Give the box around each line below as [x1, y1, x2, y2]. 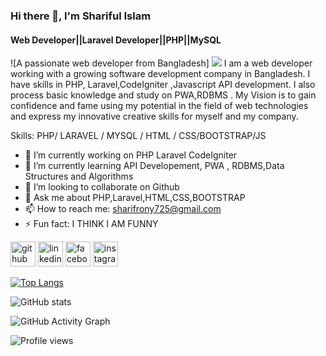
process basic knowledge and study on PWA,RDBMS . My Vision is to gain [10, 89, 317, 101]
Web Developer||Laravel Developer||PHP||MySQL [10, 34, 222, 46]
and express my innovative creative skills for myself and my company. [10, 110, 299, 123]
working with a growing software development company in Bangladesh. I [10, 68, 311, 80]
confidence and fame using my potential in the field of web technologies [10, 100, 309, 112]
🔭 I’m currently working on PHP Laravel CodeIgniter [24, 149, 238, 161]
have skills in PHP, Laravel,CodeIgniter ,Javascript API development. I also [10, 79, 316, 91]
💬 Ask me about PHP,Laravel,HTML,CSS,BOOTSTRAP [24, 192, 246, 204]
